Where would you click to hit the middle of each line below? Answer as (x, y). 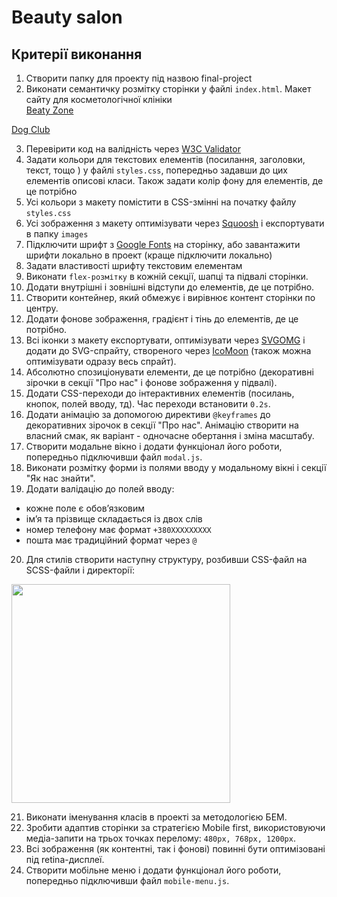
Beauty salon (67, 17)
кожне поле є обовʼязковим (85, 508)
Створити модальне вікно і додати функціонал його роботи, (154, 446)
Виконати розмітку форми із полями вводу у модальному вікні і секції (176, 467)
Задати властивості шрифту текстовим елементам (134, 265)
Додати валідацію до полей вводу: (100, 489)
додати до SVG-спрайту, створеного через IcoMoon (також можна (168, 350)
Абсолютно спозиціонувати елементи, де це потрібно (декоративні (169, 372)
